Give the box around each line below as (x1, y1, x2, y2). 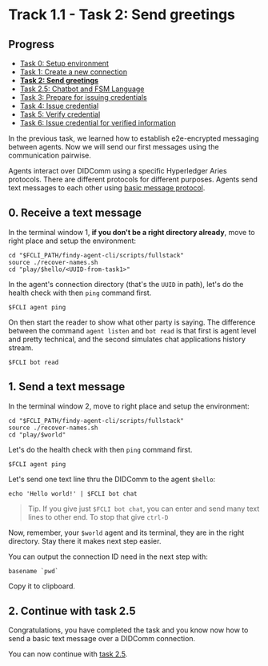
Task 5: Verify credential (19, 110, 101, 119)
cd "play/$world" (8, 430, 66, 439)
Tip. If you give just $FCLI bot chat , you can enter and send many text (27, 504, 260, 513)
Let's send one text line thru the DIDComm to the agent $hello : (8, 474, 216, 484)
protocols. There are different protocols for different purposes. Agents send (8, 174, 258, 184)
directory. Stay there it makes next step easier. (8, 536, 162, 545)
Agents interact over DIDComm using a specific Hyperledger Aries (8, 166, 227, 175)
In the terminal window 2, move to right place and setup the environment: (8, 401, 250, 411)
